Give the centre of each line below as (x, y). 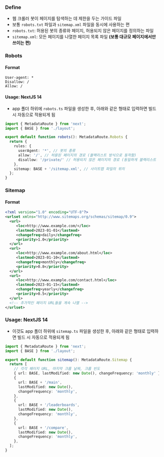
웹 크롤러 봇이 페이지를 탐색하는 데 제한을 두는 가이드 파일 (67, 19)
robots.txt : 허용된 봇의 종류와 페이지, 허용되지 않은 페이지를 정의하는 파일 (83, 31)
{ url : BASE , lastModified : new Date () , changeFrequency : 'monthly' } (87, 373)
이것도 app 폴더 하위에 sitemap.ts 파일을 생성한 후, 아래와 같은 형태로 (79, 331)
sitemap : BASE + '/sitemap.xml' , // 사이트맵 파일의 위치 (70, 169)
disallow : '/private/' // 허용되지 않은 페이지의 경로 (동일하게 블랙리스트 (87, 160)
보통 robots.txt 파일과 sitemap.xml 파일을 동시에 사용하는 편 (71, 25)
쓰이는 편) (21, 43)
